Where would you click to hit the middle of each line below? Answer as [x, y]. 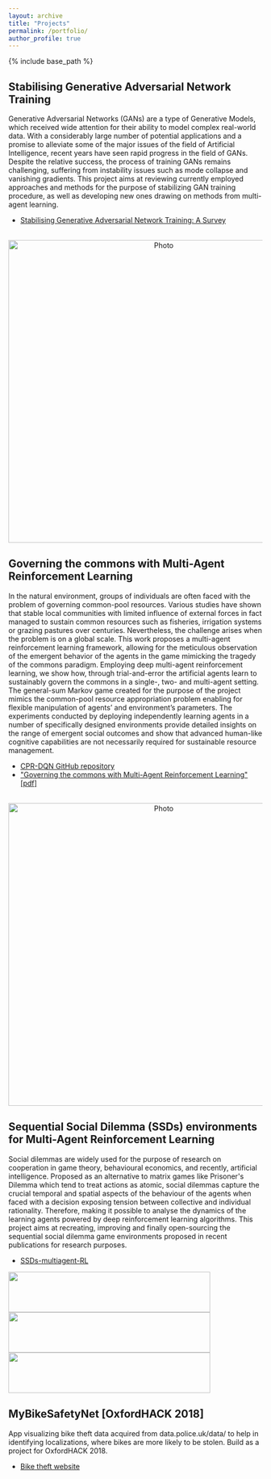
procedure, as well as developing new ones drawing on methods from [124, 196]
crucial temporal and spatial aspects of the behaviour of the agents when [130, 1193]
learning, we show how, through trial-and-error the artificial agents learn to [133, 673]
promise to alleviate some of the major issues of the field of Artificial [122, 145]
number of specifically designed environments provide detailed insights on [132, 724]
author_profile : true [45, 38]
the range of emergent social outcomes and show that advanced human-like [135, 733]
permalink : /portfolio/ [48, 31]
